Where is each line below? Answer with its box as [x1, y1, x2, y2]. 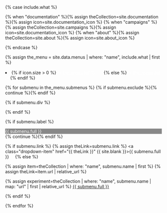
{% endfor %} [5, 203, 34, 209]
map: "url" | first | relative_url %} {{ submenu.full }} [5, 184, 109, 189]
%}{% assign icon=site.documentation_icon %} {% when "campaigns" [5, 19, 150, 25]
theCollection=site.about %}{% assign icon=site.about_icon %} [5, 35, 135, 41]
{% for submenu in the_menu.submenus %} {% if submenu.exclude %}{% [5, 84, 158, 90]
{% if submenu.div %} [5, 99, 51, 105]
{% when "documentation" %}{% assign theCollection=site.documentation [5, 14, 159, 19]
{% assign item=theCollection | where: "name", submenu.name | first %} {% [5, 163, 161, 169]
